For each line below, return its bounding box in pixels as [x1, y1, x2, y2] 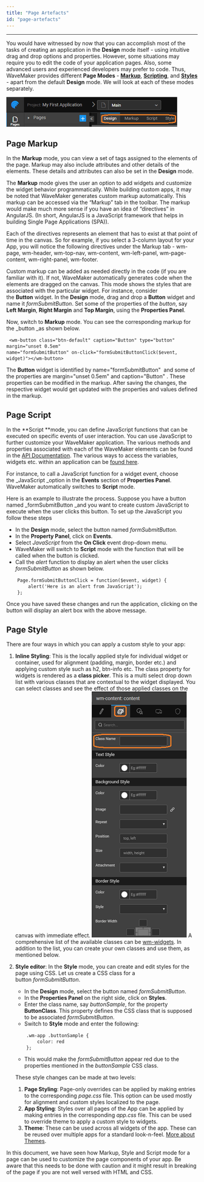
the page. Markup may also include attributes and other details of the [6, 161, 180, 169]
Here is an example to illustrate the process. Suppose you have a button [6, 495, 186, 502]
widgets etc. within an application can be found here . [6, 459, 140, 466]
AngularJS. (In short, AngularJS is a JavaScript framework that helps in [6, 212, 184, 219]
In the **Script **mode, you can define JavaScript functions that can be [6, 426, 188, 434]
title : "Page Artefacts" [6, 10, 69, 16]
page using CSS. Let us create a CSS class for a [15, 969, 135, 977]
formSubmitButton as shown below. [15, 565, 104, 572]
